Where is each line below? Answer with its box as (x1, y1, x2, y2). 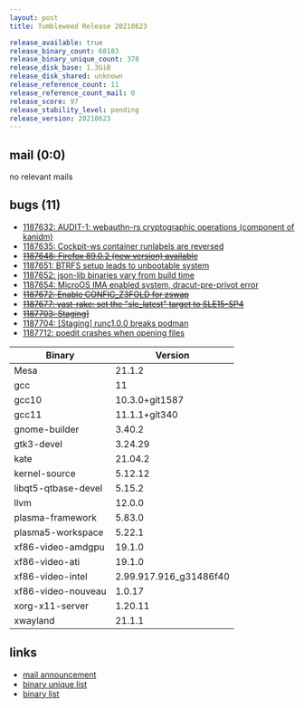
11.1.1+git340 (115, 408, 178, 421)
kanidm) (22, 231, 53, 242)
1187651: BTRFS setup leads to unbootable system (22, 260, 210, 271)
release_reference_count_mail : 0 (9, 88, 136, 98)
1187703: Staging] (22, 308, 90, 319)
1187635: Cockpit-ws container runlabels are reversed (22, 241, 224, 252)
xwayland (14, 614, 55, 627)
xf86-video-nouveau (14, 585, 107, 598)
